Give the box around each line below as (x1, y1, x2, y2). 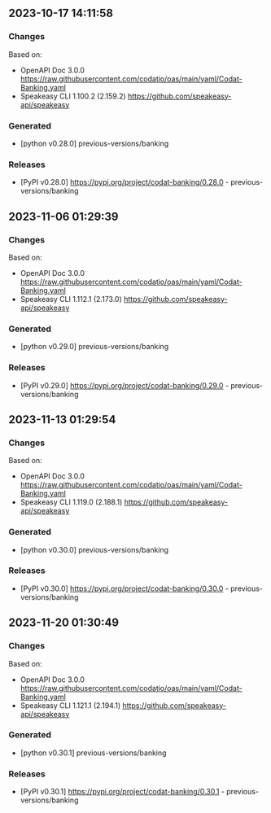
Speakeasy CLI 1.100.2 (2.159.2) (20, 91, 126, 101)
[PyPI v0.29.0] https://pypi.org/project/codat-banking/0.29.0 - (20, 380, 229, 390)
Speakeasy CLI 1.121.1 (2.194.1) (20, 700, 121, 710)
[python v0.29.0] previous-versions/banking (20, 342, 169, 352)
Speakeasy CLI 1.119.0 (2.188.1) (20, 497, 123, 507)
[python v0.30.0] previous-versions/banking (20, 544, 169, 554)
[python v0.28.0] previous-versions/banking (20, 138, 169, 148)
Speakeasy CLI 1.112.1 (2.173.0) (20, 294, 122, 304)
